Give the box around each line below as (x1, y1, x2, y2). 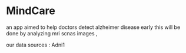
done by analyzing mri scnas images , (6, 29, 98, 37)
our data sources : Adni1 (6, 41, 65, 48)
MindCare (6, 4, 56, 18)
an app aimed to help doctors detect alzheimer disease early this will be (6, 24, 181, 31)
